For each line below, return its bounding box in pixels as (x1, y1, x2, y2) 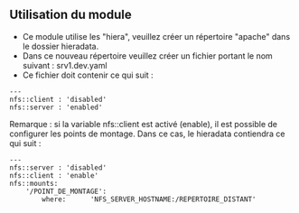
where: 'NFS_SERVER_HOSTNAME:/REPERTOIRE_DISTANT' (42, 194, 257, 204)
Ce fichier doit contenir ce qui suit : (22, 69, 154, 80)
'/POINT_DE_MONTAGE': (25, 187, 107, 196)
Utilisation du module (9, 7, 133, 23)
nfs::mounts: (9, 179, 59, 188)
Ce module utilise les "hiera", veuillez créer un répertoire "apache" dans (22, 31, 291, 42)
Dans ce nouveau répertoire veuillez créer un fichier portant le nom (22, 50, 273, 61)
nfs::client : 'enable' (9, 171, 99, 180)
